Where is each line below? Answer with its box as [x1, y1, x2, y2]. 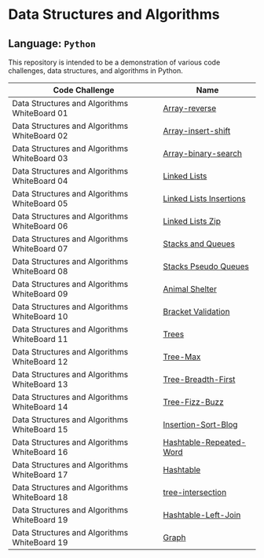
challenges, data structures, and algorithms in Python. [8, 66, 183, 75]
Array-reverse [163, 103, 217, 113]
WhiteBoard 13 [12, 379, 68, 390]
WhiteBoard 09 [12, 288, 68, 299]
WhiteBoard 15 [12, 424, 68, 435]
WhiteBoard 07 [12, 244, 68, 254]
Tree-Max [163, 351, 201, 362]
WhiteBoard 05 [12, 198, 68, 209]
